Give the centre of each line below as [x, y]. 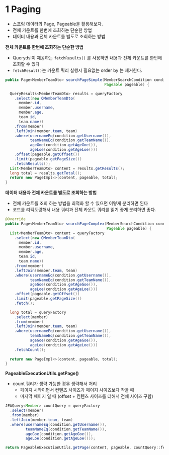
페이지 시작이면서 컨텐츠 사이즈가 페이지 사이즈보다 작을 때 [77, 390]
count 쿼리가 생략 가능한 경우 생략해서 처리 [55, 384]
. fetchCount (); [30, 350]
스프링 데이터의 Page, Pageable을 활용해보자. [58, 24]
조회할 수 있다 [26, 64]
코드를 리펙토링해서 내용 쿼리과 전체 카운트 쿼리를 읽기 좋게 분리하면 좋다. [84, 210]
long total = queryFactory [38, 312]
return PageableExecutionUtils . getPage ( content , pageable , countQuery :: [83, 448]
